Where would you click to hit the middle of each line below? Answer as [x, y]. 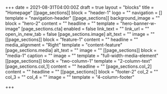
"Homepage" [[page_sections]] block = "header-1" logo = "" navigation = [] [84, 13]
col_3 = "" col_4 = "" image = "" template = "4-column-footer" [70, 77]
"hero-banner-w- [138, 23]
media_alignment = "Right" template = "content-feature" [64, 45]
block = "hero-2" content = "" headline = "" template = [62, 23]
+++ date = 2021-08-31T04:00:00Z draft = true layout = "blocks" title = [80, 7]
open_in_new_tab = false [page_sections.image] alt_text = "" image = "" [80, 34]
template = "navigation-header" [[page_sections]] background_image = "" [83, 18]
